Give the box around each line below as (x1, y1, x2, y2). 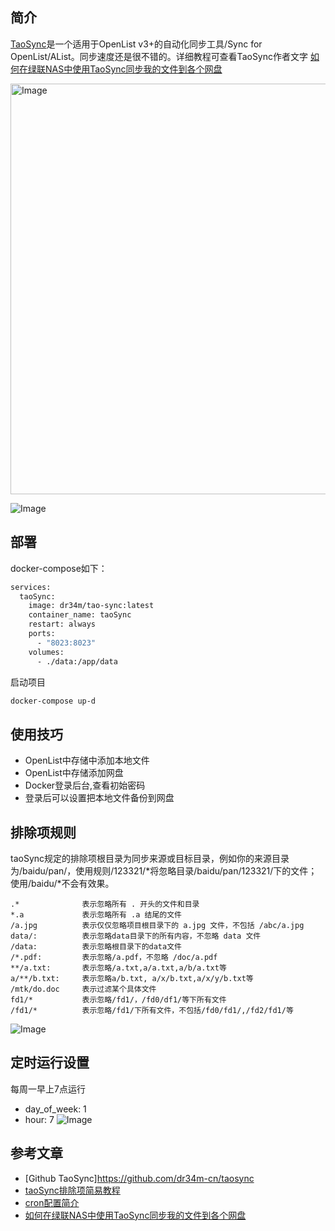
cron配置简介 (24, 1196, 80, 1208)
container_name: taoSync (28, 610, 132, 620)
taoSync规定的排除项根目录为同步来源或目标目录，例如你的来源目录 (10, 853, 290, 864)
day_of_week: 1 (24, 1103, 87, 1115)
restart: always (28, 619, 97, 630)
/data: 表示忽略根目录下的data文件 (10, 942, 182, 952)
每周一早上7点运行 (10, 1083, 86, 1095)
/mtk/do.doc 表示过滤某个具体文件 (10, 984, 157, 994)
